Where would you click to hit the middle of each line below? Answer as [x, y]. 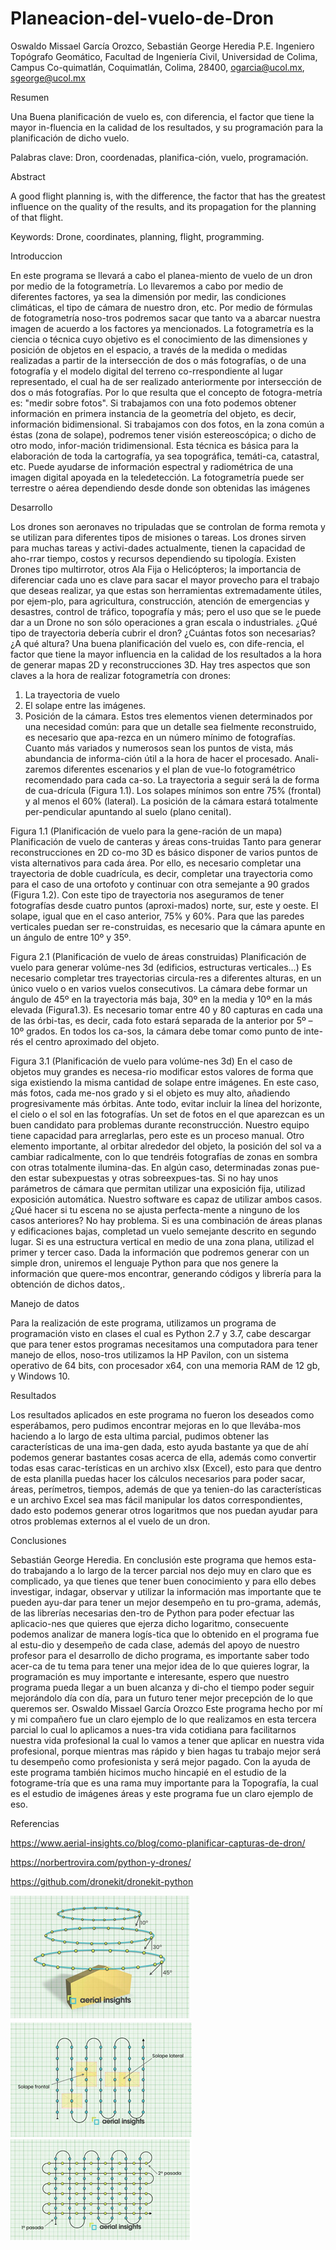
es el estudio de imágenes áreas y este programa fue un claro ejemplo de [162, 1793]
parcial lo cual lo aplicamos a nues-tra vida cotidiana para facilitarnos [153, 1729]
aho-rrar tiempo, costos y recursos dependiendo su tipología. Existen [153, 558]
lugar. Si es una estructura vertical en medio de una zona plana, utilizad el [162, 1241]
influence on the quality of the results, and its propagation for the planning [163, 206]
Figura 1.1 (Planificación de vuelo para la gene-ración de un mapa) [146, 831]
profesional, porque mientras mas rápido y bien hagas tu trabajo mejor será [166, 1751]
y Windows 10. [40, 1376]
